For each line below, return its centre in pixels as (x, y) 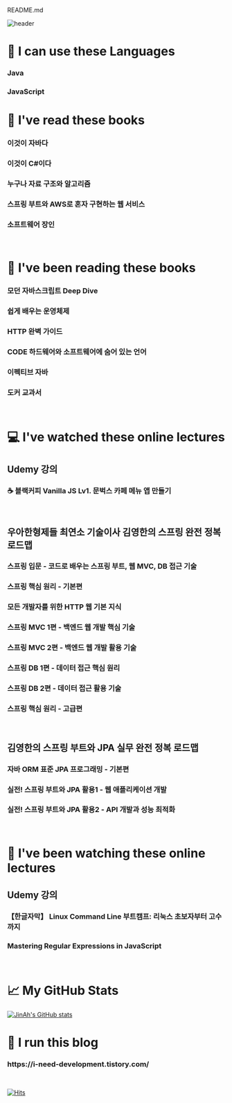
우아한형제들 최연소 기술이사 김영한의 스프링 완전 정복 (114, 532)
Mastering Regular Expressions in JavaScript (84, 946)
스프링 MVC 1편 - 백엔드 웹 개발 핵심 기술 (71, 628)
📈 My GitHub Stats (63, 990)
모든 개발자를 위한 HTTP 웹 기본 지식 (64, 607)
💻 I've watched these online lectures (116, 438)
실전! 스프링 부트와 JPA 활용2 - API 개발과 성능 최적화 (91, 810)
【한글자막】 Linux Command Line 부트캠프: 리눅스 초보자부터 (107, 917)
